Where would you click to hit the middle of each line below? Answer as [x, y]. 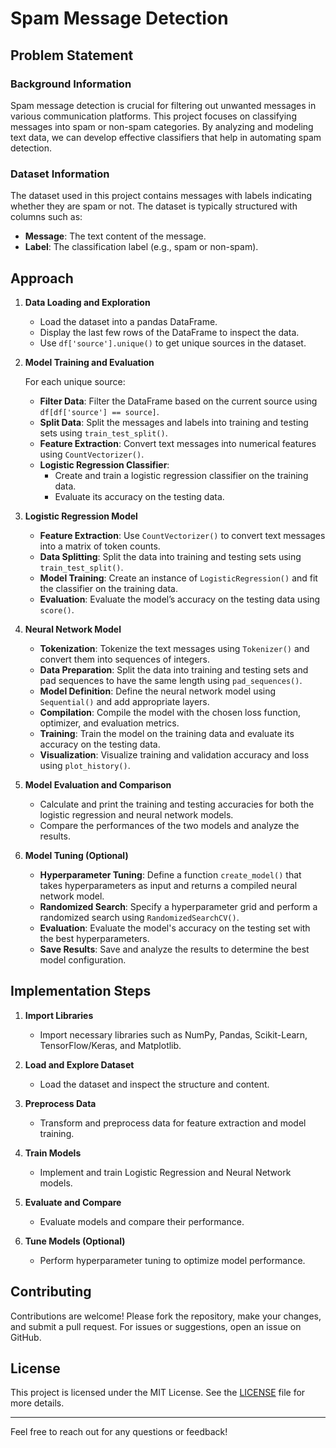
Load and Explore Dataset [79, 1064]
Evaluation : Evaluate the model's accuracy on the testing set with [175, 928]
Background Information [71, 84]
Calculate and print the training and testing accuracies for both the [177, 804]
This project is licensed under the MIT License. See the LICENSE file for [158, 1393]
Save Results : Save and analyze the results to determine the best [174, 949]
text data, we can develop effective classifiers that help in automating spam [166, 137]
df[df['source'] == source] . [99, 411]
